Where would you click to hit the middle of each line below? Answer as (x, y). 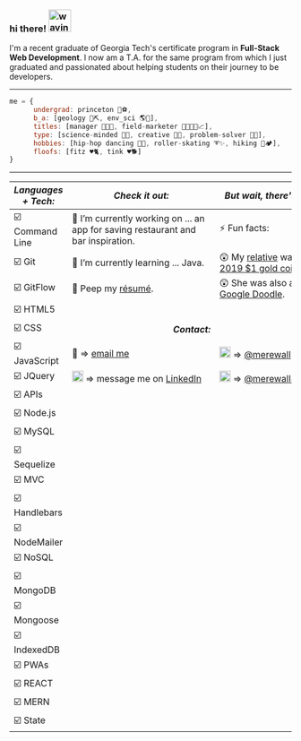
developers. (31, 77)
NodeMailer (39, 542)
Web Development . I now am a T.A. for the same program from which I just (148, 57)
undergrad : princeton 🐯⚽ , (82, 110)
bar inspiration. (103, 240)
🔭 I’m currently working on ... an (138, 218)
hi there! (28, 29)
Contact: (192, 329)
